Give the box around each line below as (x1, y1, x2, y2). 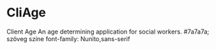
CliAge (6, 5, 47, 21)
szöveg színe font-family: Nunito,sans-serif (6, 34, 131, 42)
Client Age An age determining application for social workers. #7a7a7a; (6, 27, 210, 36)
